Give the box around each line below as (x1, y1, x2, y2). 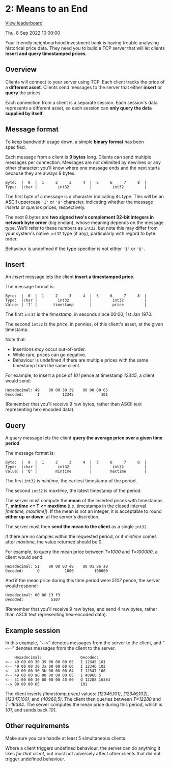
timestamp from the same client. (12, 363, 81, 369)
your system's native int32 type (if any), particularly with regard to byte (5, 230, 155, 236)
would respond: (5, 583, 38, 589)
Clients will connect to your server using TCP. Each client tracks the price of (5, 78, 165, 85)
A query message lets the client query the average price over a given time (5, 435, 163, 441)
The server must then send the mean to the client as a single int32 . (5, 524, 148, 530)
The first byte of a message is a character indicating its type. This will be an (5, 193, 164, 199)
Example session (5, 626, 61, 635)
